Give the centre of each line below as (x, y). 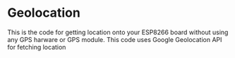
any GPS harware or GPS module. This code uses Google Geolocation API (115, 39)
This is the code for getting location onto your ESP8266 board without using (118, 32)
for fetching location (37, 47)
